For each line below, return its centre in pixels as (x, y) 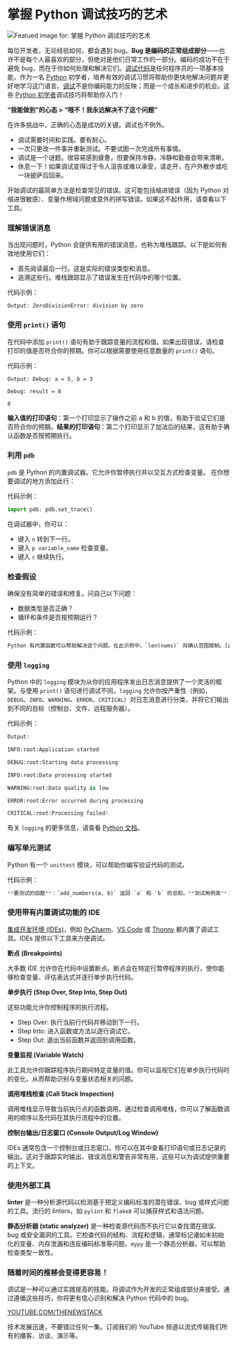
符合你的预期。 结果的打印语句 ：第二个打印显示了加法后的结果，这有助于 (118, 427)
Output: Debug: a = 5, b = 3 (50, 379)
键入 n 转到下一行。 (45, 539)
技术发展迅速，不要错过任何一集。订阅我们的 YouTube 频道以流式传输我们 (115, 1327)
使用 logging (29, 665)
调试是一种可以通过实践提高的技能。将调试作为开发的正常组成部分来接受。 (115, 1289)
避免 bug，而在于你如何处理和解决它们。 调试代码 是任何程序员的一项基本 (113, 68)
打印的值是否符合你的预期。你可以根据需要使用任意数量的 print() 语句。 (113, 350)
